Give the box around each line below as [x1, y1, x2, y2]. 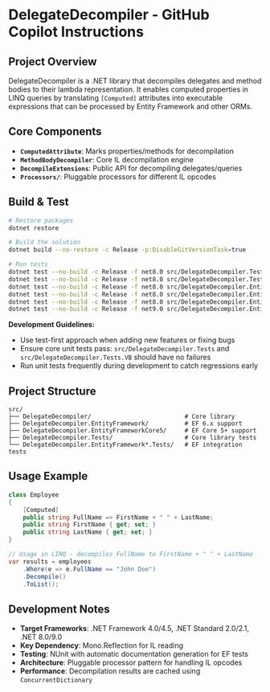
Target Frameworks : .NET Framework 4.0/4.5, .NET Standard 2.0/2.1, [19, 624, 250, 633]
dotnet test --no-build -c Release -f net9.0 [8, 305, 163, 313]
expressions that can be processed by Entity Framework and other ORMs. [8, 102, 253, 111]
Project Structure [8, 384, 96, 398]
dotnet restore [8, 223, 59, 232]
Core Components [8, 125, 102, 138]
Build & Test [8, 195, 69, 209]
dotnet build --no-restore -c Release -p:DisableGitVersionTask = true [8, 246, 247, 254]
